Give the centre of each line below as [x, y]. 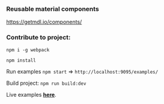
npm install [21, 60]
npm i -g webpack [28, 50]
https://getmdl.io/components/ [44, 22]
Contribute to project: [38, 38]
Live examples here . [31, 94]
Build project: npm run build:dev [46, 83]
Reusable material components [53, 9]
